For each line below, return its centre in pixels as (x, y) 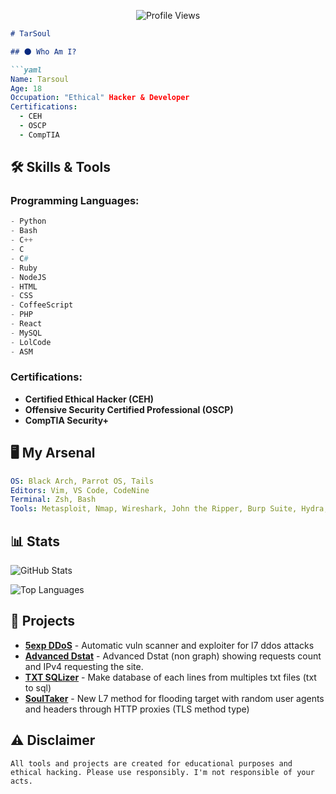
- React (26, 324)
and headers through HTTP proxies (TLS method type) (137, 709)
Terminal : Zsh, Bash (53, 500)
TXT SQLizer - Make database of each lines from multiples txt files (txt (170, 677)
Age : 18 (26, 88)
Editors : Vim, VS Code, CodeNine (80, 490)
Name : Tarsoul (40, 79)
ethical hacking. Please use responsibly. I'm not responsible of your (162, 772)
